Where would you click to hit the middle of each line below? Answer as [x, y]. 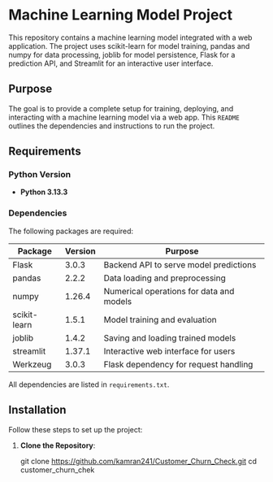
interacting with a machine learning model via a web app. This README [124, 117]
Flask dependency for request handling [178, 364]
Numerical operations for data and [169, 291]
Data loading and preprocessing [165, 278]
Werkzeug [32, 364]
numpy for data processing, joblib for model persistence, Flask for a [122, 54]
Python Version [40, 175]
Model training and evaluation [160, 319]
